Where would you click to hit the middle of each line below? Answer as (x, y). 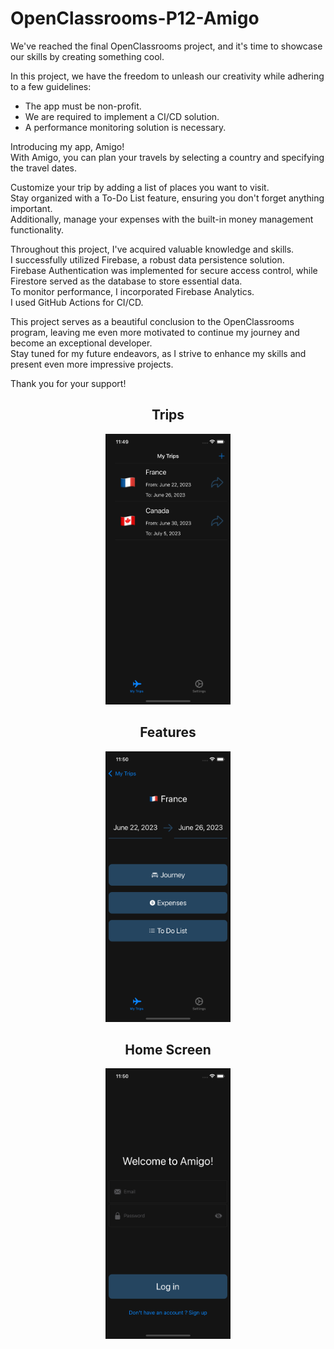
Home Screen (168, 1049)
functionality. (37, 229)
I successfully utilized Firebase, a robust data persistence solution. (147, 259)
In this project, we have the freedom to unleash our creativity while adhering (167, 76)
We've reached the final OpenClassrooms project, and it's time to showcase (166, 46)
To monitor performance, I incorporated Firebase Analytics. (132, 291)
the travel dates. (44, 168)
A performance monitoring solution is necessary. (125, 127)
